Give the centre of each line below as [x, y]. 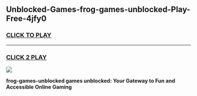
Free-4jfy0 [26, 19]
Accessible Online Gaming [39, 87]
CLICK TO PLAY [29, 35]
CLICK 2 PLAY [26, 57]
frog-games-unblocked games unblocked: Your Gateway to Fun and [91, 80]
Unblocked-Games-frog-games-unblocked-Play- [98, 10]
